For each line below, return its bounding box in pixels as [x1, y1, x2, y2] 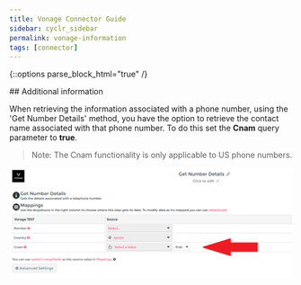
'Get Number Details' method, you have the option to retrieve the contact [9, 113, 279, 124]
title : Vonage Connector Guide [9, 14, 127, 23]
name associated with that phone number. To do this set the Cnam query [9, 122, 280, 134]
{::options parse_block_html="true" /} [9, 68, 148, 80]
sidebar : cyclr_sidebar [9, 23, 99, 33]
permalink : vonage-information [9, 33, 127, 42]
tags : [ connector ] [9, 43, 78, 52]
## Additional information [9, 86, 103, 97]
